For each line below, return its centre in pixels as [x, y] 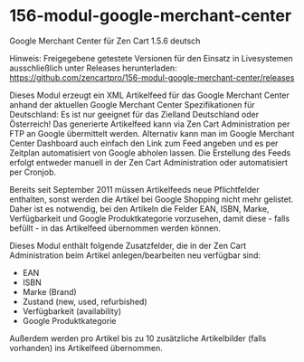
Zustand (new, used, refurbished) [85, 301]
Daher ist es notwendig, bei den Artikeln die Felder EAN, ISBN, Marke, [139, 208]
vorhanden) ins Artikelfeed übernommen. [86, 348]
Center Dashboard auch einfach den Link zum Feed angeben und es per [144, 143]
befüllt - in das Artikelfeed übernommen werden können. [115, 228]
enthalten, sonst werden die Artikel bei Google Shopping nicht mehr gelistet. [152, 199]
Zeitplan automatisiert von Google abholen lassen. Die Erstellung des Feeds [150, 152]
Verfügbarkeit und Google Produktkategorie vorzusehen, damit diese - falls [150, 218]
